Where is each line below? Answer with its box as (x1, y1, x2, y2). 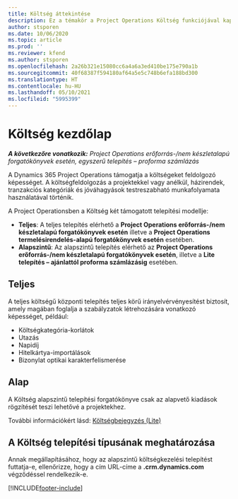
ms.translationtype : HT (8, 76, 78, 83)
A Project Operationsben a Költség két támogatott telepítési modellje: (8, 206, 209, 215)
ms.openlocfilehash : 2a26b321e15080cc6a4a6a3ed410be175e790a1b (8, 63, 198, 70)
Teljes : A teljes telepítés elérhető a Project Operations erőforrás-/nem (18, 220, 225, 229)
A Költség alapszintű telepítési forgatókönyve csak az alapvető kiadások (8, 395, 218, 403)
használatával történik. (8, 193, 74, 201)
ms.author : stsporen (8, 56, 69, 64)
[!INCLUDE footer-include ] (8, 484, 83, 493)
